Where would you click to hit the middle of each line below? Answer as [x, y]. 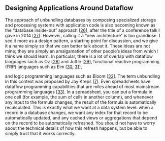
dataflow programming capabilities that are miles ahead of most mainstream [82, 86]
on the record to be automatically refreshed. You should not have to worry [80, 123]
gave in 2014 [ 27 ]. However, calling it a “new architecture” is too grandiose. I [82, 35]
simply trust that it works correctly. [40, 133]
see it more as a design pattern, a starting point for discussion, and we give [82, 41]
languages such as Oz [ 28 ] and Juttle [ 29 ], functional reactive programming [82, 61]
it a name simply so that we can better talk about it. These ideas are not [78, 46]
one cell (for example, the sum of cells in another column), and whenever [79, 97]
